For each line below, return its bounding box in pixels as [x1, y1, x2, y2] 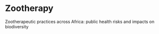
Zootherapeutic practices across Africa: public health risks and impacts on [5, 19, 155, 24]
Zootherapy [5, 3, 53, 14]
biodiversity [5, 23, 29, 29]
